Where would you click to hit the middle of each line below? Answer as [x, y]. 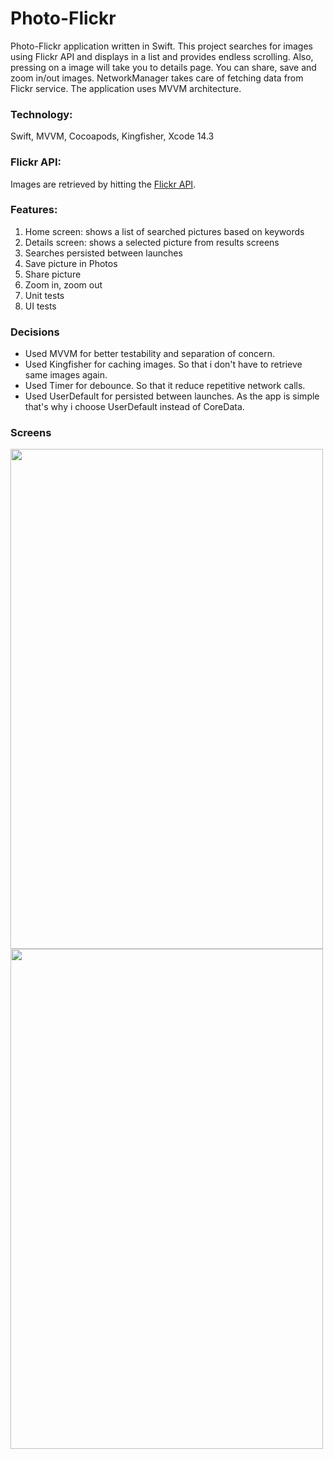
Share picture [53, 274]
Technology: [41, 114]
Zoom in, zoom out [63, 284]
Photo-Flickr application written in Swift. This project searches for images [162, 46]
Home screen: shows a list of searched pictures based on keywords [164, 231]
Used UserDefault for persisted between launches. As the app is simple [172, 396]
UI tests [40, 306]
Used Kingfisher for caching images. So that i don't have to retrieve [163, 364]
